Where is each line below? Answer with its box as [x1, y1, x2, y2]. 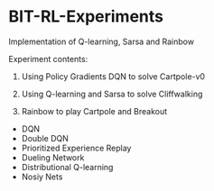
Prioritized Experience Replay [21, 142, 132, 153]
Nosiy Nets [21, 171, 63, 182]
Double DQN [21, 132, 69, 143]
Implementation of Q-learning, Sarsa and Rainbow [8, 36, 195, 47]
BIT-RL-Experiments [8, 6, 164, 27]
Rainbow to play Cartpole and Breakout [21, 105, 168, 116]
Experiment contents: [8, 53, 88, 64]
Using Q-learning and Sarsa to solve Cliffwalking [21, 88, 203, 99]
